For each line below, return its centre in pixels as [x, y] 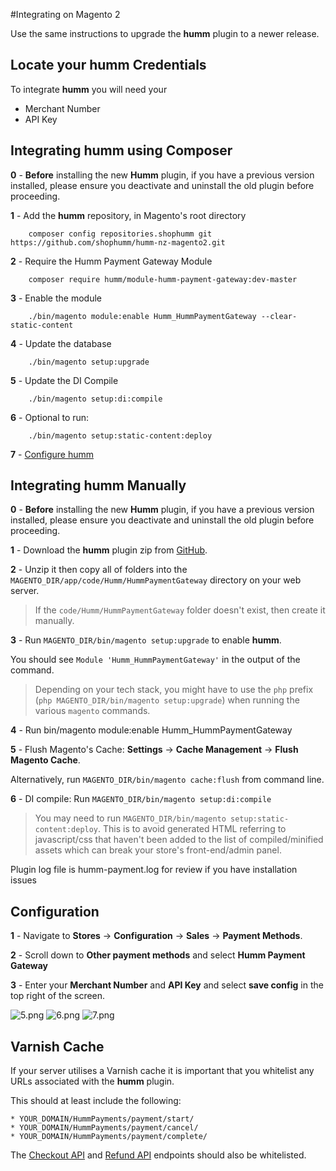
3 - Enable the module [56, 298]
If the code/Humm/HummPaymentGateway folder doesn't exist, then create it [180, 610]
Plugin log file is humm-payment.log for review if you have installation [154, 870]
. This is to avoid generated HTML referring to [192, 829]
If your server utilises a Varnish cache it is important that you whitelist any [162, 1071]
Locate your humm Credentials [108, 65]
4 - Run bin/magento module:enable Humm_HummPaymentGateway [151, 730]
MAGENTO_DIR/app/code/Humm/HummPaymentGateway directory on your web [156, 580]
